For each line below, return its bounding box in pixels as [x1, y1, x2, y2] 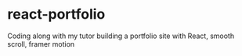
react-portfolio [7, 5, 106, 23]
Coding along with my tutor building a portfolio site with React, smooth [7, 31, 235, 40]
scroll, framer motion [7, 39, 75, 48]
